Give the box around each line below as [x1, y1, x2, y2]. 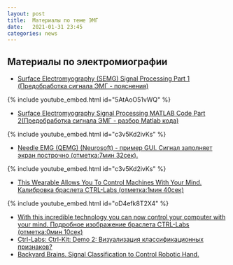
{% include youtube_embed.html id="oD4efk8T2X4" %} [7, 199, 169, 208]
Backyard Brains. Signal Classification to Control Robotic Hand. [17, 250, 199, 259]
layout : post [7, 10, 45, 18]
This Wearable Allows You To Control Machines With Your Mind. [17, 178, 202, 186]
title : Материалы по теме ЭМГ [7, 17, 99, 24]
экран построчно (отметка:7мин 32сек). [17, 151, 139, 160]
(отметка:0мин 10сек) [17, 228, 83, 236]
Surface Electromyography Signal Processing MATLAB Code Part [17, 109, 206, 118]
